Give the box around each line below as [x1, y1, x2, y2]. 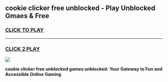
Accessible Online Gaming [5, 71, 61, 77]
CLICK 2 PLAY [5, 45, 40, 52]
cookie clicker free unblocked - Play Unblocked [5, 4, 156, 12]
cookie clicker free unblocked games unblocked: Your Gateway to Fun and [5, 66, 162, 72]
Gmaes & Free [5, 12, 49, 20]
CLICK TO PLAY [5, 27, 44, 34]
